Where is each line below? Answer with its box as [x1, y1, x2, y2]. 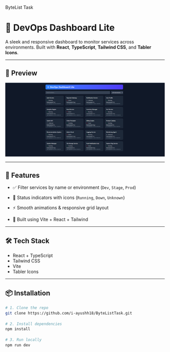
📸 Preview [5, 69, 37, 77]
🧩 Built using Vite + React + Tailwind [12, 216, 89, 222]
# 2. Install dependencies [5, 321, 62, 326]
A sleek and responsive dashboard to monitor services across [5, 38, 134, 45]
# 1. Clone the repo [5, 305, 49, 310]
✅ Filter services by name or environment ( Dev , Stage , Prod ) [12, 184, 137, 190]
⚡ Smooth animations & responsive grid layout [12, 205, 109, 211]
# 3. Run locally [5, 337, 42, 342]
